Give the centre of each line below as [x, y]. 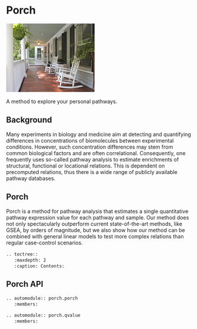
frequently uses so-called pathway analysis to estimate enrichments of [93, 159]
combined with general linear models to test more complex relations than [95, 236]
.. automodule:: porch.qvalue [43, 315]
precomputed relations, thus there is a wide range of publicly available [92, 172]
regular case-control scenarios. [44, 243]
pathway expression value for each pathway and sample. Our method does [98, 217]
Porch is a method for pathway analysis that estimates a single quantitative [97, 211]
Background [29, 120]
